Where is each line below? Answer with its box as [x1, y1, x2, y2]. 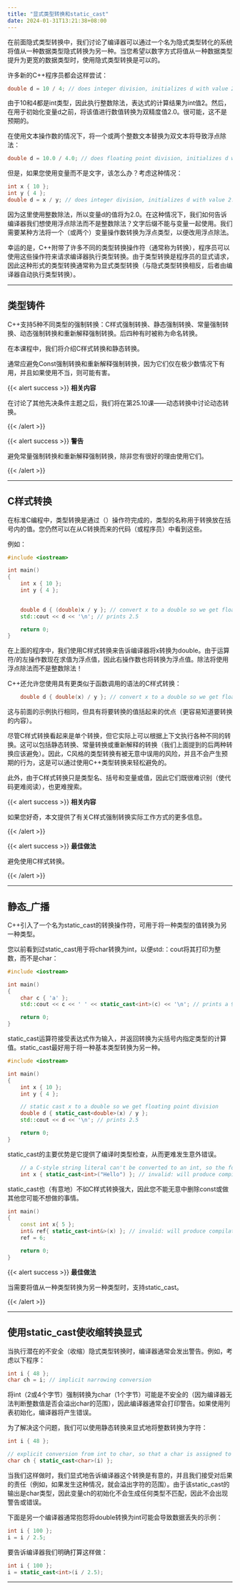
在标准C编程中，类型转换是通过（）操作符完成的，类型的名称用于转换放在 [7, 515, 225, 524]
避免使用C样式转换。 [7, 857, 69, 865]
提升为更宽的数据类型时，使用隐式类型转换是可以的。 [7, 55, 164, 64]
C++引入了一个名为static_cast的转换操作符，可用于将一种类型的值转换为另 [7, 920, 227, 929]
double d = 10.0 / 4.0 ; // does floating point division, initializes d [7, 155, 229, 162]
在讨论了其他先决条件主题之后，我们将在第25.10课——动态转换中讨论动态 [7, 398, 223, 407]
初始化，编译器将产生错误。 [13, 1408, 95, 1417]
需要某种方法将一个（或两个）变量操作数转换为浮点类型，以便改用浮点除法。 [7, 228, 233, 237]
